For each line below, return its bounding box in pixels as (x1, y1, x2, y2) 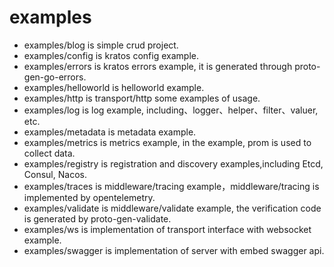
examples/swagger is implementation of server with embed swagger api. (23, 244, 325, 256)
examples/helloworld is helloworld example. (23, 81, 205, 93)
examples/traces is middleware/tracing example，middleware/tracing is (23, 180, 320, 192)
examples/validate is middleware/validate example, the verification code (23, 202, 322, 214)
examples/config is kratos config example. (23, 49, 199, 61)
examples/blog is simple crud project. (23, 39, 179, 51)
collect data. (23, 147, 76, 159)
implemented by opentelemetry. (23, 191, 156, 203)
